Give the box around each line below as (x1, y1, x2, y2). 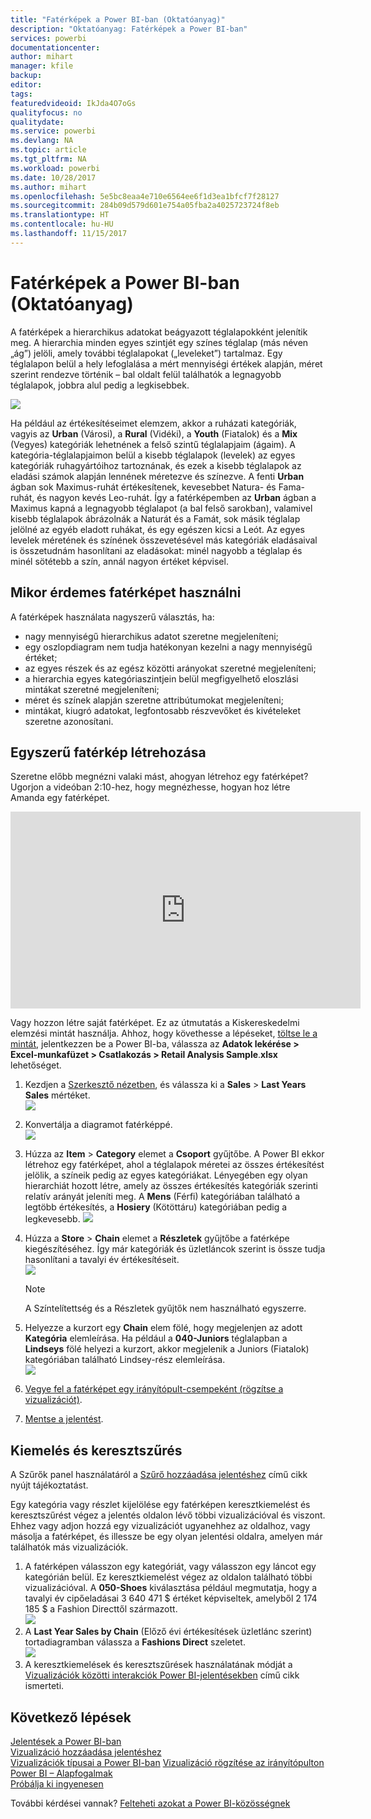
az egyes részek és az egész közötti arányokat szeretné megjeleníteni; (24, 662, 317, 674)
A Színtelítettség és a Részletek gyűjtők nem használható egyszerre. (24, 1302, 307, 1315)
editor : (10, 80, 43, 90)
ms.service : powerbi (10, 126, 97, 136)
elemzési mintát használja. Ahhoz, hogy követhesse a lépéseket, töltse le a (10, 1027, 318, 1040)
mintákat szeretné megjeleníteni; (24, 683, 160, 695)
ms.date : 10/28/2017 (10, 172, 97, 183)
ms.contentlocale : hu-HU (10, 219, 114, 230)
